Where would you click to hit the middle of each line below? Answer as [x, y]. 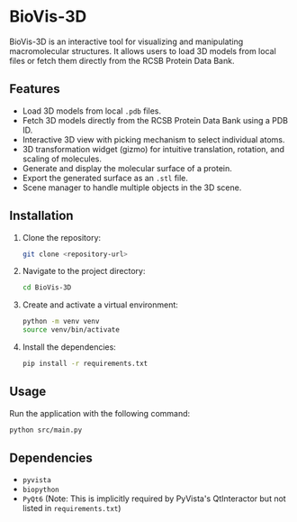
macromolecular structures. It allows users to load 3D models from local [143, 50]
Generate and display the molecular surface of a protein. [127, 168]
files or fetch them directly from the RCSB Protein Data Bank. [122, 60]
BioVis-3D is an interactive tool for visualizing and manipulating [126, 41]
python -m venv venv [61, 322]
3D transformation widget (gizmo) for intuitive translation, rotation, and [153, 149]
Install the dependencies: [69, 347]
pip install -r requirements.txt [85, 364]
